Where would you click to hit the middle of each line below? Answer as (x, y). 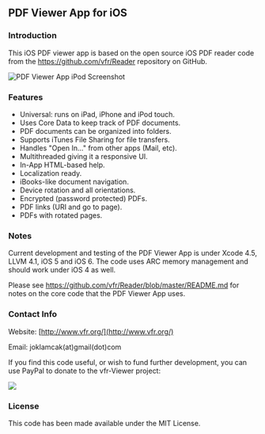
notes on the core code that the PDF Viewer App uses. (97, 294)
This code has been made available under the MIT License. (104, 423)
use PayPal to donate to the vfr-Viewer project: (84, 371)
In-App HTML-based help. (62, 165)
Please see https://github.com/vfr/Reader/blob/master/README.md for (124, 285)
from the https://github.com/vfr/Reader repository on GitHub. (108, 61)
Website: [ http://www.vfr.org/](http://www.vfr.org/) (91, 331)
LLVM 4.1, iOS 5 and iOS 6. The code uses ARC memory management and (129, 261)
